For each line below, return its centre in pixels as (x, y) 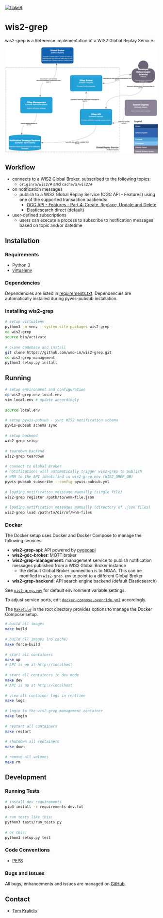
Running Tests (22, 791)
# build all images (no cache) (37, 639)
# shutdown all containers (32, 742)
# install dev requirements (33, 802)
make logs (15, 701)
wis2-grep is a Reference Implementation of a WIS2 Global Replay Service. (80, 40)
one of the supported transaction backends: (63, 200)
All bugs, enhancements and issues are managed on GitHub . (65, 884)
